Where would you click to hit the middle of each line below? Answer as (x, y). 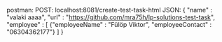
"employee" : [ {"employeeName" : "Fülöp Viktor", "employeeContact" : (109, 24)
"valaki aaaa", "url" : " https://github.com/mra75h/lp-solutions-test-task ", (111, 17)
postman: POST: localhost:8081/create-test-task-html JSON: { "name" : (110, 10)
